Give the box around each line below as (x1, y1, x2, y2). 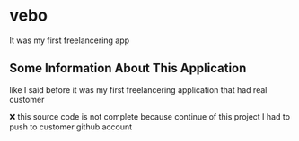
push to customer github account (9, 121, 133, 132)
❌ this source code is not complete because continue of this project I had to (9, 111, 290, 121)
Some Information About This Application (9, 61, 247, 76)
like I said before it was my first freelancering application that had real (9, 84, 268, 95)
